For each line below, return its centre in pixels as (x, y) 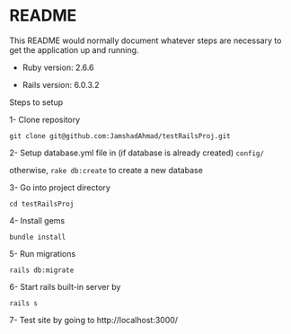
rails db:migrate (42, 270)
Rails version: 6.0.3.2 (61, 84)
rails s (24, 303)
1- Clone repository (45, 119)
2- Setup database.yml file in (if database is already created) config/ (137, 153)
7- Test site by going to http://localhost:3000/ (93, 320)
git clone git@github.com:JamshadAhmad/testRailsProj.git (120, 136)
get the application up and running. (74, 49)
